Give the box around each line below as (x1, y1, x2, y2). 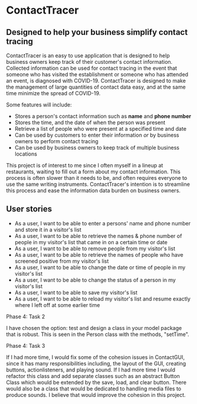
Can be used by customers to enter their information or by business (14, 131, 179, 138)
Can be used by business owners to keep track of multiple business (14, 144, 180, 151)
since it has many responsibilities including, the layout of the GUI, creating (6, 360, 186, 367)
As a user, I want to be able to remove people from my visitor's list (14, 245, 176, 252)
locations (14, 150, 37, 157)
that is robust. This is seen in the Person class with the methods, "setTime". (6, 331, 190, 338)
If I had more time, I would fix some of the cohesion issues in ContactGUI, (6, 353, 185, 361)
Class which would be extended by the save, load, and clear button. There (6, 379, 187, 386)
